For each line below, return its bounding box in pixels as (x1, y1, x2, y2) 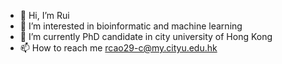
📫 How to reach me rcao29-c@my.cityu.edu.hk (19, 42, 218, 54)
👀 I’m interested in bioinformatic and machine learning (19, 20, 243, 32)
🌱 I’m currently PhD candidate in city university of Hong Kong (19, 31, 273, 42)
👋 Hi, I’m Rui (19, 10, 70, 21)
